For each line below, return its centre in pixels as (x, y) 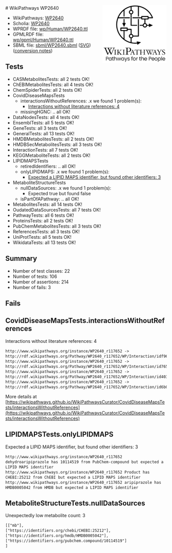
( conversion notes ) (33, 50)
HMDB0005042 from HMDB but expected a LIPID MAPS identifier (72, 487)
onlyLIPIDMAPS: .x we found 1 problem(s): (65, 172)
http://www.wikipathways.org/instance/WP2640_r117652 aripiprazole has (83, 482)
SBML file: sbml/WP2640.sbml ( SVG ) (52, 45)
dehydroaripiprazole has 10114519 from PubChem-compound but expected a (84, 462)
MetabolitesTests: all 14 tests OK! (48, 204)
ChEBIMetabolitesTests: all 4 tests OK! (53, 85)
